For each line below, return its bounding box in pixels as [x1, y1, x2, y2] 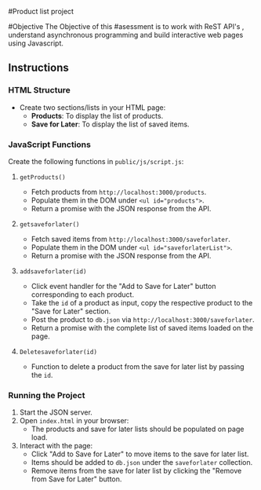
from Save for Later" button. [31, 474, 122, 484]
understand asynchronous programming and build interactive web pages [8, 31, 244, 39]
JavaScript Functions [8, 139, 92, 150]
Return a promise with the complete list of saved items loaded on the [31, 323, 253, 332]
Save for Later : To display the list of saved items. [31, 119, 190, 129]
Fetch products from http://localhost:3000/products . [31, 187, 207, 196]
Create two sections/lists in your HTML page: [19, 102, 166, 112]
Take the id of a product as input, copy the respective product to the [31, 298, 253, 307]
